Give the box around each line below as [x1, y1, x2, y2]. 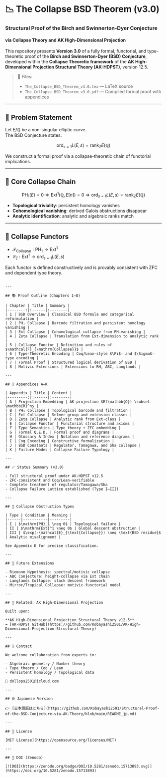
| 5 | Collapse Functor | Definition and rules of [5, 342, 112, 347]
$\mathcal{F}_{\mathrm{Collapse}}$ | [5, 347, 83, 352]
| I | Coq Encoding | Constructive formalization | [5, 438, 114, 444]
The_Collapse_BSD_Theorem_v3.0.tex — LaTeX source [24, 83, 133, 89]
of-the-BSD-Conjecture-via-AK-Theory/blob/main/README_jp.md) [5, 711, 137, 716]
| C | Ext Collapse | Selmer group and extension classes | [5, 412, 133, 417]
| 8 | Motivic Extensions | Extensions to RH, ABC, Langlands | [5, 364, 141, 369]
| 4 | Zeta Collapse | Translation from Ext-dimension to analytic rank [5, 333, 159, 339]
